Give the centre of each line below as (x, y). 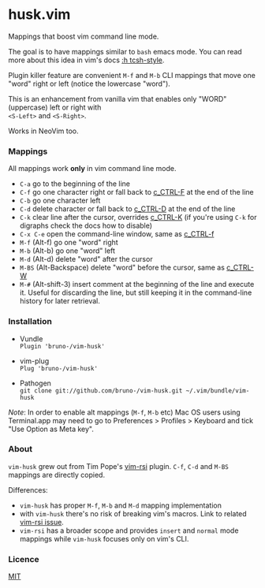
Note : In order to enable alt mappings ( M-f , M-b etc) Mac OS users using (124, 412)
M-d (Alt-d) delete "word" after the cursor (86, 259)
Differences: (28, 489)
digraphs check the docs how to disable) (86, 225)
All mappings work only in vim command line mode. (92, 169)
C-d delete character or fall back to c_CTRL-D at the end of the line (127, 209)
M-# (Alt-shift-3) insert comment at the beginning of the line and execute (137, 285)
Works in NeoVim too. (43, 131)
